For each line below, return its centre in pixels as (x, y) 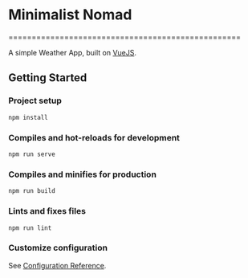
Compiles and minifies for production (82, 174)
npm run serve (32, 154)
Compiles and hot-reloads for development (94, 137)
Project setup (35, 100)
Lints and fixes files (47, 211)
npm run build (32, 191)
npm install (28, 117)
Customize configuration (58, 248)
